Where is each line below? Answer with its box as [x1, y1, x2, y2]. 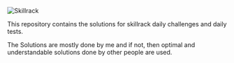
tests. [7, 28, 23, 35]
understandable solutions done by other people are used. [7, 48, 173, 56]
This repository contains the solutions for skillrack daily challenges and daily [7, 20, 227, 28]
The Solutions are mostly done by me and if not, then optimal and [7, 41, 196, 48]
